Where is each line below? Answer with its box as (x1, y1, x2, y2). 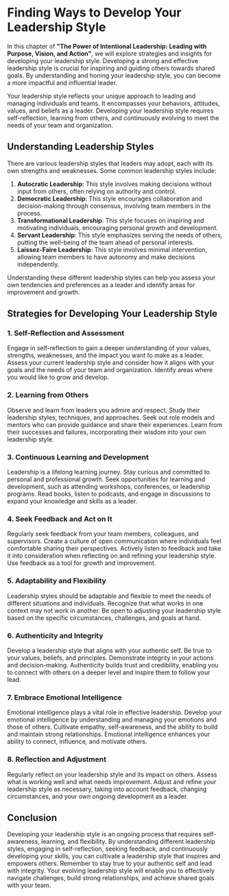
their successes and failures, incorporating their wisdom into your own (7, 428, 207, 436)
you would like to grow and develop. (7, 373, 110, 382)
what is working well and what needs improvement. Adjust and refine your (7, 777, 217, 785)
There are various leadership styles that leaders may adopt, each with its (7, 159, 213, 168)
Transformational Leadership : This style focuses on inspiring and (16, 216, 204, 225)
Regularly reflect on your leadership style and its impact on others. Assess (7, 770, 217, 779)
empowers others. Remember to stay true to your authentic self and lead (7, 860, 213, 868)
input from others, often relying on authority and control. (16, 187, 177, 195)
